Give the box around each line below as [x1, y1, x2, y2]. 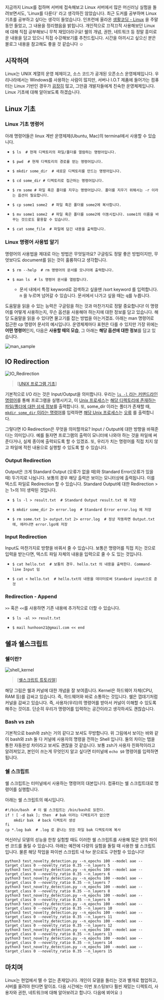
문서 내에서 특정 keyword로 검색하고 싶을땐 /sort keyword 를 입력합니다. [19, 286, 159, 292]
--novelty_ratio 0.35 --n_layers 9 [38, 897, 110, 902]
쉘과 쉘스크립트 [5, 639, 48, 648]
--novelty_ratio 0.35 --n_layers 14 [38, 940, 112, 945]
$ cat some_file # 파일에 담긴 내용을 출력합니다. [12, 226, 106, 231]
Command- [134, 562, 152, 567]
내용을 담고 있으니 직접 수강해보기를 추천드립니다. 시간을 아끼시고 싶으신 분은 [10, 35, 156, 41]
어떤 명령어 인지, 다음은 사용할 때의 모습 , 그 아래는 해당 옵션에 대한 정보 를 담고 [5, 327, 151, 333]
